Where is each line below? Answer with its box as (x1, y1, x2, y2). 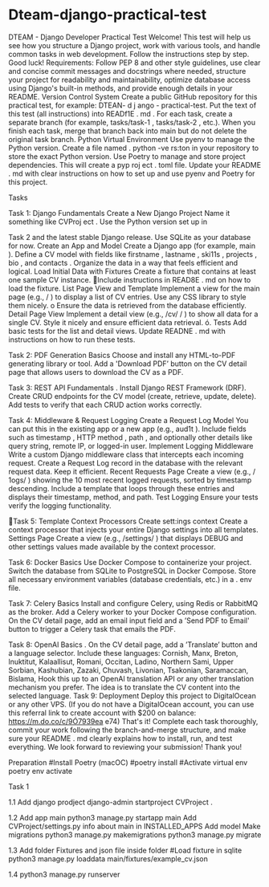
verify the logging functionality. (8, 500, 112, 511)
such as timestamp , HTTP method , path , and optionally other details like (8, 432, 253, 442)
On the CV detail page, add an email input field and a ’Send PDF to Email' (8, 616, 251, 625)
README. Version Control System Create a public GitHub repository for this (8, 92, 258, 101)
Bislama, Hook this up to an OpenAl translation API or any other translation (8, 673, 255, 683)
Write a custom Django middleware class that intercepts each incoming (8, 450, 244, 459)
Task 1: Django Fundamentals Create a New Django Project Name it (8, 208, 230, 218)
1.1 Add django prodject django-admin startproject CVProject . (8, 797, 213, 807)
